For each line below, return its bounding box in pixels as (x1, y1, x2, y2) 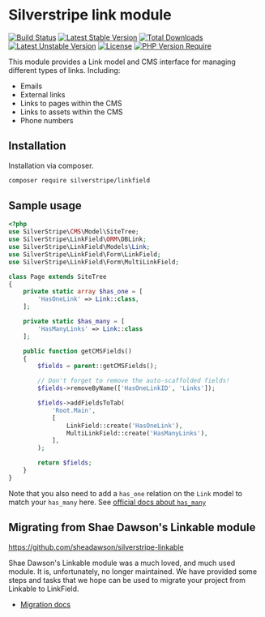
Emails (19, 81, 43, 91)
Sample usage (8, 199, 83, 212)
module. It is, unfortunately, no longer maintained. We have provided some (8, 566, 258, 576)
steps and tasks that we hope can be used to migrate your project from (8, 575, 246, 585)
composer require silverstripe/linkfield (8, 176, 151, 184)
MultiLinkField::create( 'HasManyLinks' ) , (66, 429, 208, 437)
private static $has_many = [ (23, 318, 126, 326)
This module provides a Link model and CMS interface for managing (8, 57, 237, 66)
